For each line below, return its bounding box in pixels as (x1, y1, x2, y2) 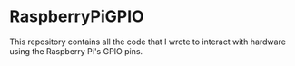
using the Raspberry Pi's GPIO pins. (9, 45, 143, 56)
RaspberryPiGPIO (9, 6, 144, 27)
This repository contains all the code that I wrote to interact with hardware (9, 36, 286, 47)
